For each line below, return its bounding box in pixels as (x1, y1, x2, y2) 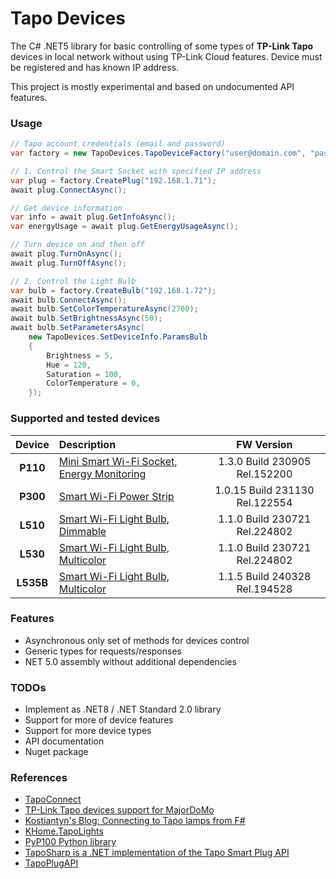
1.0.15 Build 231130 (214, 483, 315, 497)
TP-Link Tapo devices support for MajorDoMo (24, 804, 215, 816)
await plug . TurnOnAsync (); (10, 249, 123, 259)
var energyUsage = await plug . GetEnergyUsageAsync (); (10, 222, 240, 232)
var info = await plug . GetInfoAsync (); (10, 212, 177, 222)
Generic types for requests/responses (24, 645, 182, 657)
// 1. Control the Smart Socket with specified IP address (10, 166, 262, 176)
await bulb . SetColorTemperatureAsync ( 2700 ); (10, 304, 199, 314)
